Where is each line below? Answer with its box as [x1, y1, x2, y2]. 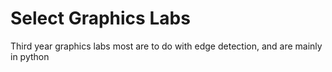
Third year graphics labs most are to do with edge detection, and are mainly [10, 40, 323, 52]
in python [10, 50, 50, 62]
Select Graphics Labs [10, 7, 191, 30]
